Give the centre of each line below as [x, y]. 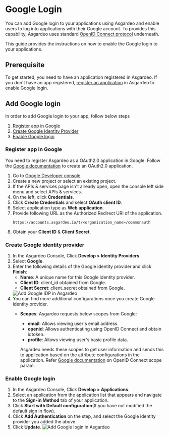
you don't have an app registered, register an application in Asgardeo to [80, 82]
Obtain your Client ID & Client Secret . [52, 232]
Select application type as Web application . [58, 207]
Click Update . [27, 427]
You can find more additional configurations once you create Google [83, 299]
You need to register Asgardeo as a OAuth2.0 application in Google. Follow [83, 160]
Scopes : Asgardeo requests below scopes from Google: [78, 314]
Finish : [20, 272]
